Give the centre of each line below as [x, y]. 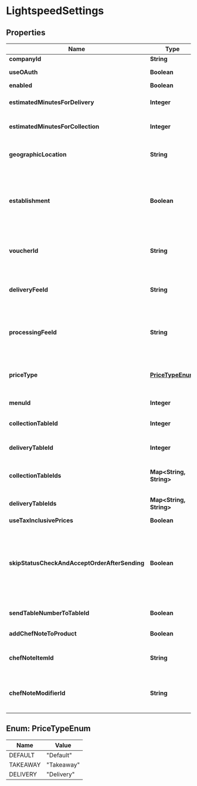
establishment [30, 201]
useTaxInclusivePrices [41, 520]
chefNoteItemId [31, 658]
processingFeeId [33, 332]
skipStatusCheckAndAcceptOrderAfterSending [77, 563]
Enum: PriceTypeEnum [48, 729]
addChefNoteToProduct [43, 633]
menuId [20, 403]
